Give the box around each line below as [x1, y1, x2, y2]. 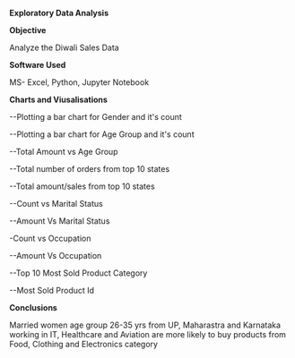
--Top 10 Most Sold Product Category [9, 268, 148, 278]
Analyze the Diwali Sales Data [9, 42, 119, 53]
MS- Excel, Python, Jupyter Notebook [9, 77, 150, 88]
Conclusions [9, 303, 58, 312]
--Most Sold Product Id [9, 286, 95, 295]
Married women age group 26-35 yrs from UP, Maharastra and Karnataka [9, 320, 281, 330]
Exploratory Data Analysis [9, 8, 109, 18]
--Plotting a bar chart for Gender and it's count [9, 112, 182, 122]
